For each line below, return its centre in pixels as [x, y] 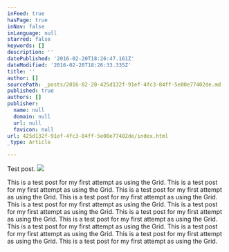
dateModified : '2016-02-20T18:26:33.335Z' [69, 65]
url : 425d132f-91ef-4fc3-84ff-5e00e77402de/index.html [88, 136]
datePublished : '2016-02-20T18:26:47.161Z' [71, 59]
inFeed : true [26, 13]
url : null [27, 123]
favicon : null [34, 129]
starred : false [29, 39]
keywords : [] [26, 46]
